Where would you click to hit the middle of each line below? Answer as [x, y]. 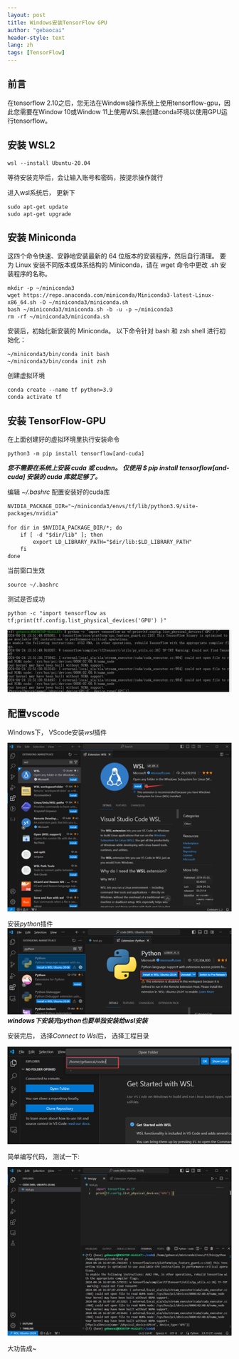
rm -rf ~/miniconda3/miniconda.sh [59, 317]
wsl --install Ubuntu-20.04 [49, 163]
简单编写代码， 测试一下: [43, 1156]
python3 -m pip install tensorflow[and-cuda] [76, 454]
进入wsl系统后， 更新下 [42, 192]
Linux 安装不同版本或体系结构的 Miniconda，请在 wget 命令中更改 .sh [117, 265]
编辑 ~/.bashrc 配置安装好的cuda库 [59, 492]
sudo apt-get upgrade [39, 214]
